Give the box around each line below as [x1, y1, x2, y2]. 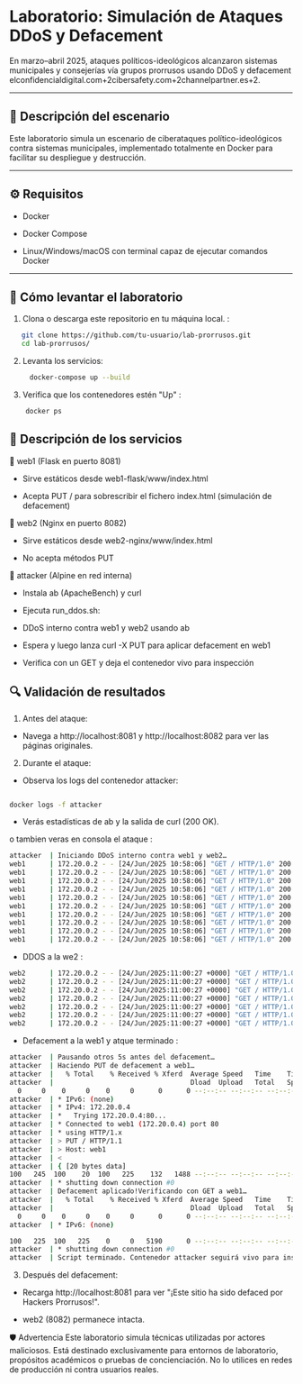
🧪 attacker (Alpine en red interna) [9, 569, 133, 580]
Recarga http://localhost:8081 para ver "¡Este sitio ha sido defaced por [22, 1287, 283, 1298]
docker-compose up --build [29, 373, 130, 382]
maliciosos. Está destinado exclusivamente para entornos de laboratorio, [9, 1345, 279, 1356]
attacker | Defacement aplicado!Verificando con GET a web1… [9, 1187, 247, 1196]
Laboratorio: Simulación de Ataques [9, 6, 283, 27]
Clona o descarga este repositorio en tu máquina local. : [22, 314, 230, 324]
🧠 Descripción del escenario [9, 109, 171, 124]
